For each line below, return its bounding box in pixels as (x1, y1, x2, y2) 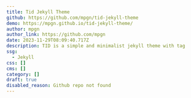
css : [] (6, 60, 26, 66)
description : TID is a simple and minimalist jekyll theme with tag (6, 43, 185, 49)
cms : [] (6, 65, 26, 72)
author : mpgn (6, 26, 40, 32)
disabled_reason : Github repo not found (6, 83, 112, 89)
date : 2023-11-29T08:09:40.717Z (6, 37, 89, 43)
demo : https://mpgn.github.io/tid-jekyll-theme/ (6, 20, 133, 26)
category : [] (6, 71, 40, 77)
